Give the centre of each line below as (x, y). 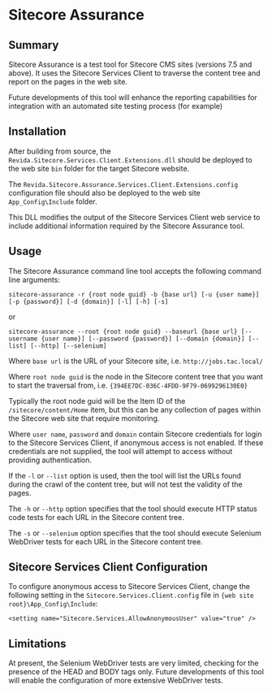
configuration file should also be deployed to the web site (104, 193)
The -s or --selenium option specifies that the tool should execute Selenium (135, 533)
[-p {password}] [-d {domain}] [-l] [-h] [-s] (89, 301)
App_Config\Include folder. (53, 201)
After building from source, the (60, 151)
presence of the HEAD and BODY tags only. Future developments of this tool (136, 672)
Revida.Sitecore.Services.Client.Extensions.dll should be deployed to (131, 159)
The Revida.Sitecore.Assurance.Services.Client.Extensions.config (123, 184)
